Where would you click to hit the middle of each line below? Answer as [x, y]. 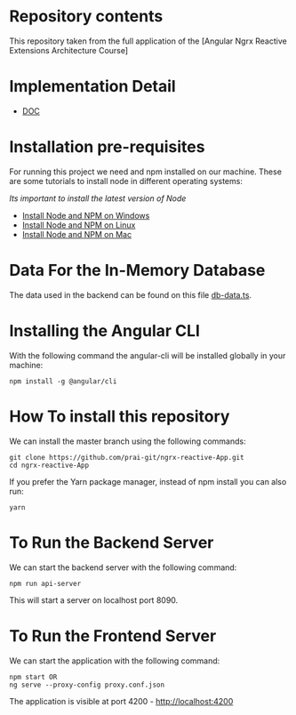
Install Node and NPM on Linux [79, 225]
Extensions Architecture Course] [69, 50]
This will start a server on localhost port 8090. [94, 600]
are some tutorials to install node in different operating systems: [126, 181]
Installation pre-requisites [107, 147]
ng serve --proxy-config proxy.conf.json [87, 685]
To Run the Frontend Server [113, 635]
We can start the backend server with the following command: [123, 567]
